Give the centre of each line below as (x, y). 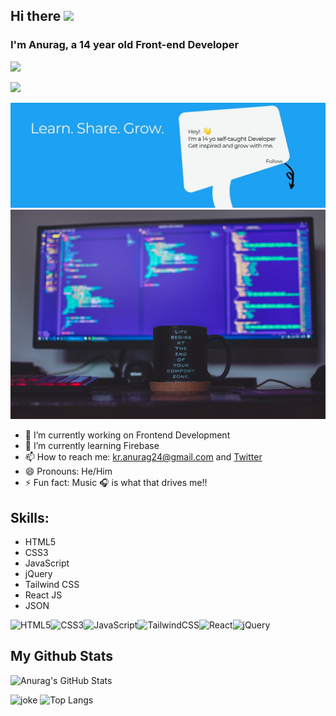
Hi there (36, 16)
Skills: (30, 517)
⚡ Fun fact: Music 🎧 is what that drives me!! (116, 483)
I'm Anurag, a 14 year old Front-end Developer (125, 45)
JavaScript (47, 563)
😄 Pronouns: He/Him (68, 471)
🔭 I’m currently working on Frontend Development (127, 435)
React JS (43, 595)
